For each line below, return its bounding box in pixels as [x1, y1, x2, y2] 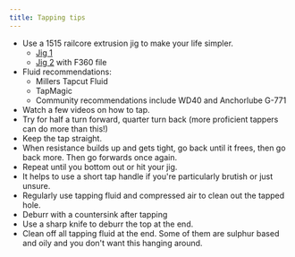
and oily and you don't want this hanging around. [21, 237, 203, 248]
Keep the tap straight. [21, 133, 103, 143]
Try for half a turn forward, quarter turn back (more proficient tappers [21, 114, 279, 124]
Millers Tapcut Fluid [35, 75, 109, 86]
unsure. [21, 180, 51, 191]
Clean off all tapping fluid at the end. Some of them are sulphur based [21, 227, 280, 238]
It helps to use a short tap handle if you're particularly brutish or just [21, 171, 274, 182]
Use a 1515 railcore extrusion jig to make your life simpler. [21, 38, 234, 48]
